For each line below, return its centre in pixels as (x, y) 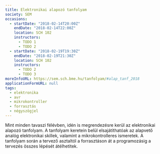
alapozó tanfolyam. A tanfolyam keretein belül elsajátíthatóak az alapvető (79, 130)
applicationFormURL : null (32, 83)
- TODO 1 (27, 42)
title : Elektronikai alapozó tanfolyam (46, 10)
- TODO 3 (27, 74)
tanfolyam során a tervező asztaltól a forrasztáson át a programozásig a (78, 141)
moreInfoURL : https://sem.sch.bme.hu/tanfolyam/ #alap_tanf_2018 (72, 79)
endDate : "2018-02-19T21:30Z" (45, 56)
